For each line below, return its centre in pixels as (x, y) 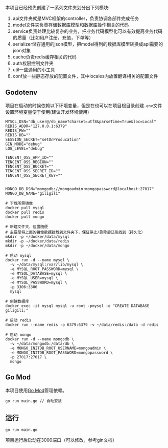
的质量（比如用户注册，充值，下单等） (53, 38)
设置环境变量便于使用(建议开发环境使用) (47, 112)
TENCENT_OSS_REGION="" (29, 162)
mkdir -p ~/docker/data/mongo (38, 246)
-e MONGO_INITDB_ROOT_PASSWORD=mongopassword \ (62, 353)
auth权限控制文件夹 (33, 63)
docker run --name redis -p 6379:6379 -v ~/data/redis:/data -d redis (82, 324)
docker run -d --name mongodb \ (40, 339)
